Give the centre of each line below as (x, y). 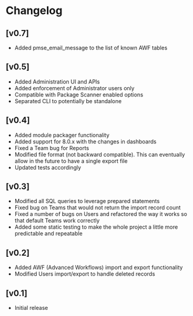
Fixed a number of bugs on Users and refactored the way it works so (101, 214)
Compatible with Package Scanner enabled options (79, 95)
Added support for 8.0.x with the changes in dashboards (85, 142)
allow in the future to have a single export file (71, 161)
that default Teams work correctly (57, 221)
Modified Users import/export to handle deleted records (85, 274)
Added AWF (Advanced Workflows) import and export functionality (99, 268)
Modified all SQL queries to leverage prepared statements (87, 201)
